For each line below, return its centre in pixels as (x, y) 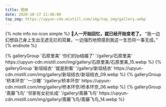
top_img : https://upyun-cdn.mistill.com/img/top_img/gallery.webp (76, 19)
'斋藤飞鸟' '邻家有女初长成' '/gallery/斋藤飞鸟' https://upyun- (67, 93)
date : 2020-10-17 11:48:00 (33, 14)
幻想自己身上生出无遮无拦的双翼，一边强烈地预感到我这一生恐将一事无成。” (82, 40)
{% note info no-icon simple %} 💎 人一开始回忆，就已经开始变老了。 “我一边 (83, 34)
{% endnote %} (21, 46)
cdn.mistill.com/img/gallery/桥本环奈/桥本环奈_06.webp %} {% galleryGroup (83, 87)
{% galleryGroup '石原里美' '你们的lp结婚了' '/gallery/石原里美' (69, 56)
